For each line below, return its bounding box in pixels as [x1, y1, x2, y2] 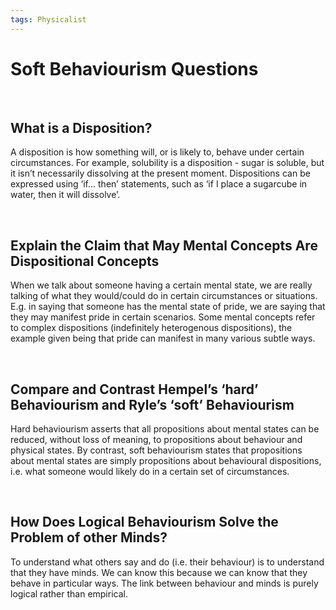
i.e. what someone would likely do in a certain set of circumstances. [10, 466, 290, 477]
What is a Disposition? [10, 119, 153, 136]
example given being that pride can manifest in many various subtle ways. [10, 332, 316, 345]
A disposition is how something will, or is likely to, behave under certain [10, 146, 305, 158]
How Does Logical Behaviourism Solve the [10, 514, 279, 531]
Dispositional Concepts [10, 252, 160, 270]
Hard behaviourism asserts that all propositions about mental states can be [10, 423, 320, 435]
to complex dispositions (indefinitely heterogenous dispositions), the [10, 322, 293, 334]
